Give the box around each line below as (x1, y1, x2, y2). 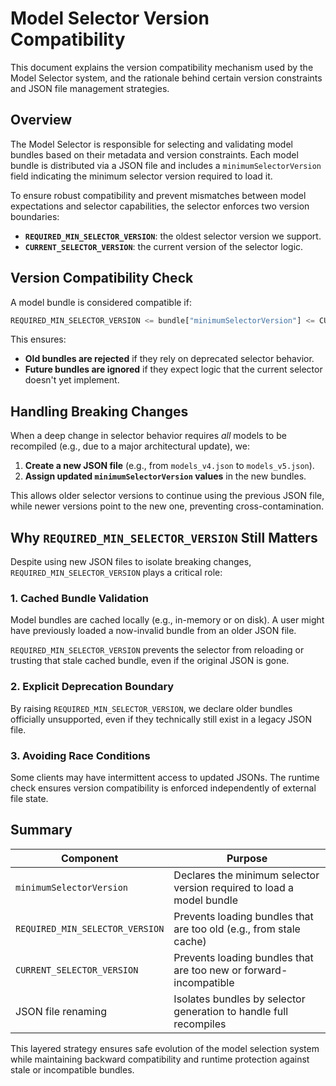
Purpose (226, 851, 268, 865)
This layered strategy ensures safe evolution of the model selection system (10, 1042, 320, 1054)
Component (60, 851, 119, 865)
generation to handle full (173, 1004, 289, 1018)
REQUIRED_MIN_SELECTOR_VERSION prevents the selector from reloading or (10, 644, 305, 656)
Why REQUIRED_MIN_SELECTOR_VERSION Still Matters (10, 529, 318, 546)
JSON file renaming (15, 1004, 107, 1018)
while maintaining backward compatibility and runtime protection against (10, 1053, 310, 1065)
